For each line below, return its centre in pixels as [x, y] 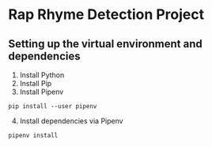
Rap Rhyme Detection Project [106, 15]
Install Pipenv [42, 92]
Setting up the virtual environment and [106, 44]
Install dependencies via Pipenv [72, 121]
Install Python [42, 75]
